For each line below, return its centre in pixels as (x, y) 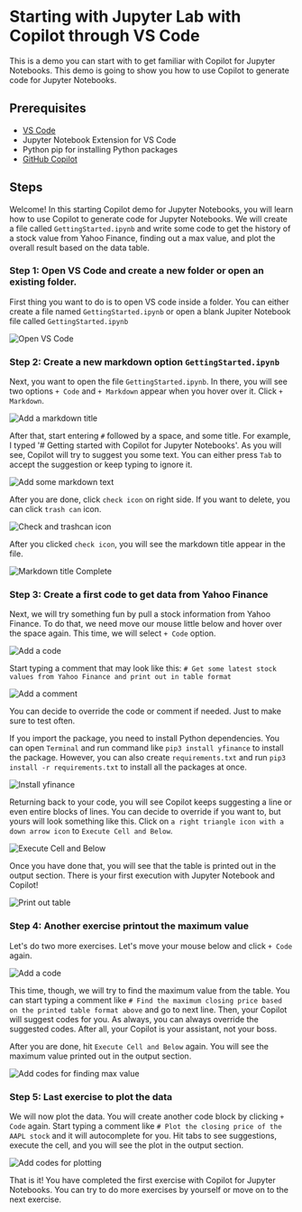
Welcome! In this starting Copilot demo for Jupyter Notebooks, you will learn (151, 209)
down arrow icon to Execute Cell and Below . (91, 831)
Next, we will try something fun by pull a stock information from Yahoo (140, 614)
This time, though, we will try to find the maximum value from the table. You (150, 990)
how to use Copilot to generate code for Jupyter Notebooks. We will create (149, 219)
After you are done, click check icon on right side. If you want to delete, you (150, 499)
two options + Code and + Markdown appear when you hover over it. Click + (146, 391)
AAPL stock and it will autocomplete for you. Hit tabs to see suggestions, (143, 1136)
